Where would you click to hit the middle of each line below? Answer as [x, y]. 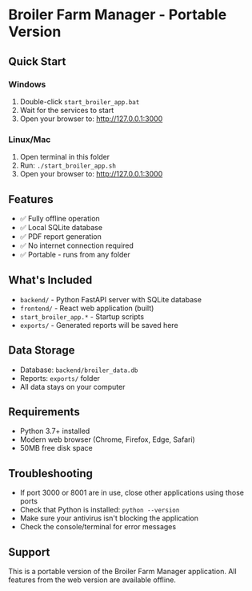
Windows [27, 84]
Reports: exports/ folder [60, 378]
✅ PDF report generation [60, 236]
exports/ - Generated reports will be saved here [99, 325]
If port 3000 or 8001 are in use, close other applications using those [132, 493]
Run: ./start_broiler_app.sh [68, 165]
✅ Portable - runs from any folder [75, 254]
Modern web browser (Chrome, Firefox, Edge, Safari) [108, 439]
